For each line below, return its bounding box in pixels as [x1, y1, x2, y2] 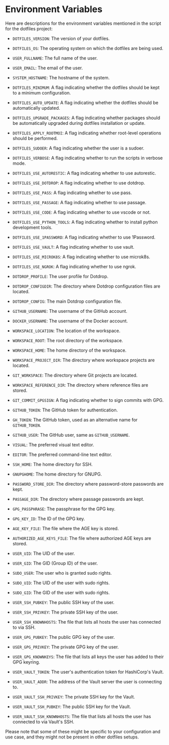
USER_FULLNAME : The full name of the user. [12, 55, 98, 61]
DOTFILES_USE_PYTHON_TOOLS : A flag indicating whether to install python [12, 219, 158, 225]
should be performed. [12, 135, 58, 141]
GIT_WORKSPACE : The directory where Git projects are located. [12, 372, 138, 378]
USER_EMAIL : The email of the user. [12, 65, 83, 71]
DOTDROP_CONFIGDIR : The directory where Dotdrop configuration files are [12, 283, 160, 289]
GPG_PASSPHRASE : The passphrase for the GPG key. [12, 505, 116, 511]
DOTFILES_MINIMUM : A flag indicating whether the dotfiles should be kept [12, 84, 160, 90]
